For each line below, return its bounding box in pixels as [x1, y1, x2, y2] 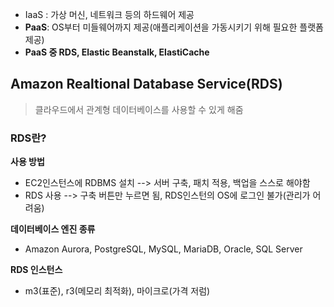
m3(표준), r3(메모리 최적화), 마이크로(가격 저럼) [24, 285, 211, 297]
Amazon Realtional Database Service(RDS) [10, 76, 283, 93]
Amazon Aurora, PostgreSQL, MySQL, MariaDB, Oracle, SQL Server [24, 243, 303, 255]
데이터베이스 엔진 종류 [10, 223, 96, 235]
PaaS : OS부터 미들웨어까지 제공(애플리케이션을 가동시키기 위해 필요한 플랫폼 [24, 21, 324, 33]
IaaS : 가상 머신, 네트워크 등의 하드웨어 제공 [24, 9, 195, 20]
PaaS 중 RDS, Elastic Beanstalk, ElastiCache [24, 46, 210, 58]
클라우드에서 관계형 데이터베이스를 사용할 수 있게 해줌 [34, 103, 244, 115]
